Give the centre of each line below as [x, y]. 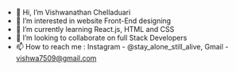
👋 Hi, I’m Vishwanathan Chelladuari [73, 12]
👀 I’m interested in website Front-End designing [93, 21]
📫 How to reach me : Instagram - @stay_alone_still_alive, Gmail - [122, 47]
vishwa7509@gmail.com [56, 58]
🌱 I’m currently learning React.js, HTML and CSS [95, 29]
